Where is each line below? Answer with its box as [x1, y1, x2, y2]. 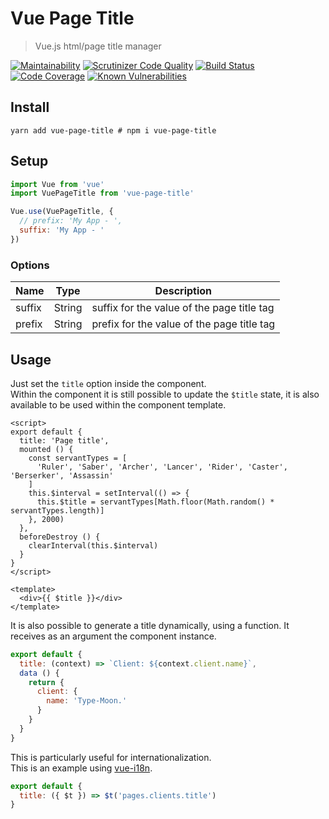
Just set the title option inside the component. [10, 377, 207, 389]
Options [10, 258, 50, 272]
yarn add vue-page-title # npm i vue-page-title [10, 125, 217, 136]
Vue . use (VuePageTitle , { [10, 207, 114, 217]
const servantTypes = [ [28, 453, 128, 463]
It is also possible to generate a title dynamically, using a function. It [10, 619, 290, 631]
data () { [19, 668, 60, 678]
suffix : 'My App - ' [19, 225, 105, 236]
